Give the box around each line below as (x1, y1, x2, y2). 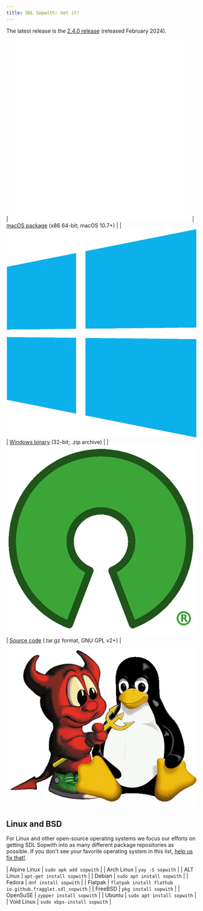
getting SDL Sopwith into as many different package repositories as (6, 841, 174, 849)
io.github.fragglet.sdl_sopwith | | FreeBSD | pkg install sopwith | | (6, 885, 180, 893)
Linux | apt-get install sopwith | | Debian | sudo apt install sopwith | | (6, 872, 188, 880)
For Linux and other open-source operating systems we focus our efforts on (6, 835, 196, 842)
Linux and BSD (6, 818, 62, 829)
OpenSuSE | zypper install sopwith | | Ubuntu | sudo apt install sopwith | (6, 892, 196, 899)
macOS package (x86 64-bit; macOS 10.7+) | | (6, 222, 122, 229)
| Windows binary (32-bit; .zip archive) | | (6, 439, 109, 446)
